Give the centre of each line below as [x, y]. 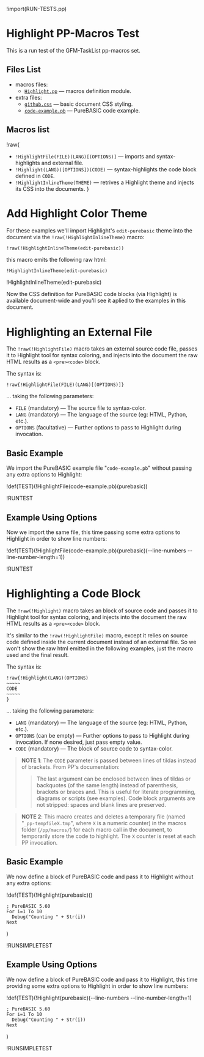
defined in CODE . [35, 176]
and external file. [62, 163]
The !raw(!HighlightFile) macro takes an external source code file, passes [102, 349]
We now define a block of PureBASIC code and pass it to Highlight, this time [102, 979]
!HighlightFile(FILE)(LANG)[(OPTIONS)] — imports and [85, 156]
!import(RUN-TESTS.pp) [37, 9]
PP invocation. [39, 842]
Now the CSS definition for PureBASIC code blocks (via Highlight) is [92, 294]
